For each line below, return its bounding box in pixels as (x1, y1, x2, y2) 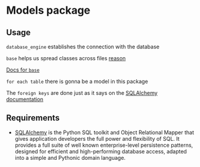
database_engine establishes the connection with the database (6, 43, 160, 50)
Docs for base (6, 66, 40, 73)
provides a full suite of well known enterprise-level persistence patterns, (14, 141, 193, 149)
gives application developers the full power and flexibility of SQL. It (14, 135, 180, 142)
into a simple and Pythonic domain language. (14, 154, 126, 161)
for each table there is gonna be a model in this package (6, 78, 148, 85)
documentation (6, 96, 44, 103)
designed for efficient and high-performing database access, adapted (14, 147, 187, 155)
